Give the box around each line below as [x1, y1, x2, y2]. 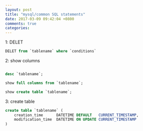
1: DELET [5, 39, 23, 45]
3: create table [5, 98, 35, 104]
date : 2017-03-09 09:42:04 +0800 [5, 16, 74, 21]
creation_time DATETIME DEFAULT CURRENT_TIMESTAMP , [14, 112, 139, 118]
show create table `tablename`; [5, 89, 72, 94]
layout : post [5, 7, 32, 12]
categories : [5, 26, 30, 31]
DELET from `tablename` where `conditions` [5, 49, 97, 54]
